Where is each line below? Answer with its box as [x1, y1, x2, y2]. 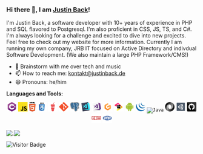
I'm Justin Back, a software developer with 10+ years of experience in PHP [6, 19, 193, 27]
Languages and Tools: [6, 90, 64, 97]
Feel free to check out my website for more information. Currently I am [6, 39, 182, 46]
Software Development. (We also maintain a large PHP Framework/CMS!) [6, 51, 189, 59]
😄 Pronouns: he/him [15, 79, 67, 86]
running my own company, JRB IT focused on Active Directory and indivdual [6, 45, 197, 52]
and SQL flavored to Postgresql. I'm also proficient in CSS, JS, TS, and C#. [6, 25, 192, 33]
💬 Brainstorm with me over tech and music [15, 63, 121, 70]
